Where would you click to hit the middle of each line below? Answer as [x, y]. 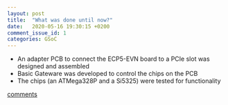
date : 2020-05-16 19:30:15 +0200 [59, 26]
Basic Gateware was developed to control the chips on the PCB [107, 74]
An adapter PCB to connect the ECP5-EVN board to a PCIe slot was [113, 59]
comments [23, 95]
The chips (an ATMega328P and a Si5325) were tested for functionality [119, 81]
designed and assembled [53, 66]
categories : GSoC [32, 39]
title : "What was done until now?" [60, 20]
